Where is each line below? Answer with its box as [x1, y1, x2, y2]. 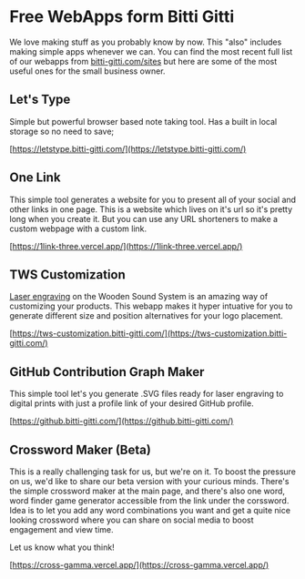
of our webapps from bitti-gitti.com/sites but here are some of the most [9, 56, 278, 66]
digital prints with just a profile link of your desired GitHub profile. [9, 398, 254, 409]
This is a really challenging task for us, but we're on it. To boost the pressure [9, 466, 297, 477]
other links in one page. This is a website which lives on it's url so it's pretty [9, 203, 293, 215]
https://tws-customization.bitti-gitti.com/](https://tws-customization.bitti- [12, 328, 288, 339]
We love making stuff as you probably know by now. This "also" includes [9, 36, 282, 47]
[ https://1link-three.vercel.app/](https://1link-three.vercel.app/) [9, 240, 243, 251]
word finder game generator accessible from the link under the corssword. [9, 495, 290, 506]
